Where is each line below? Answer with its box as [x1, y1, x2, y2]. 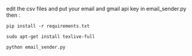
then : [6, 11, 21, 19]
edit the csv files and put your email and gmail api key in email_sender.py [6, 5, 187, 12]
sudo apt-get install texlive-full [6, 34, 95, 40]
